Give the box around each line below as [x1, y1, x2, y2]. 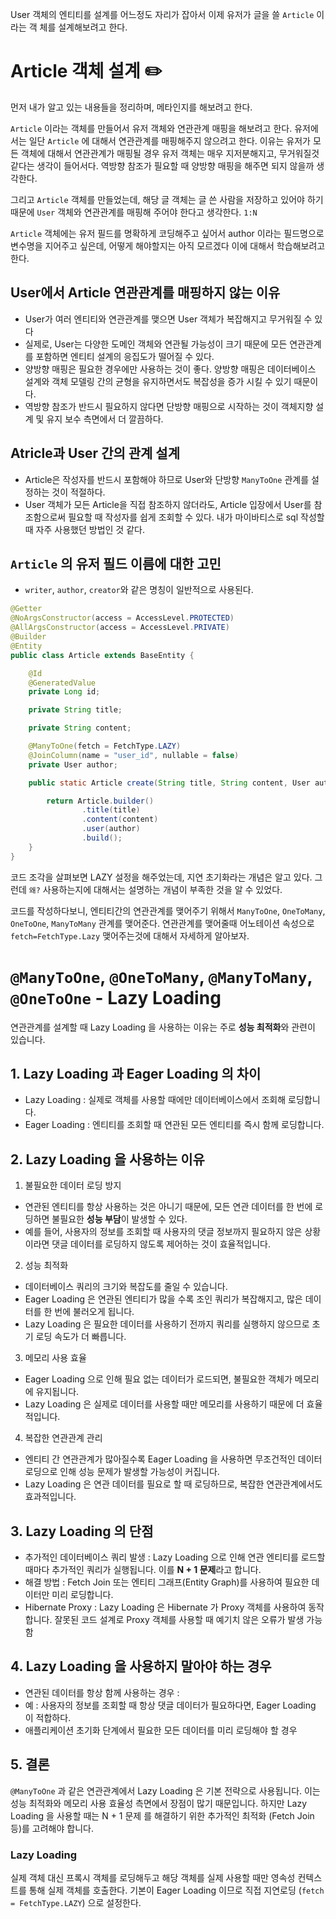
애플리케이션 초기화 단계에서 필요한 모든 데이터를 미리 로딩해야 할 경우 [24, 1724, 298, 1736]
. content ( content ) [81, 814, 159, 825]
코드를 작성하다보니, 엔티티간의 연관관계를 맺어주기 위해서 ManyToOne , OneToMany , [10, 904, 326, 917]
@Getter [10, 604, 43, 614]
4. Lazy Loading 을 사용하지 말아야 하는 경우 [10, 1658, 272, 1675]
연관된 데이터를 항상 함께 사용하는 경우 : [24, 1686, 180, 1698]
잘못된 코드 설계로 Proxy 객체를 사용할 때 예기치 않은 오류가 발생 [54, 1614, 305, 1625]
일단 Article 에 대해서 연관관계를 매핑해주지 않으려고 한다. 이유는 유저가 [28, 134, 311, 147]
